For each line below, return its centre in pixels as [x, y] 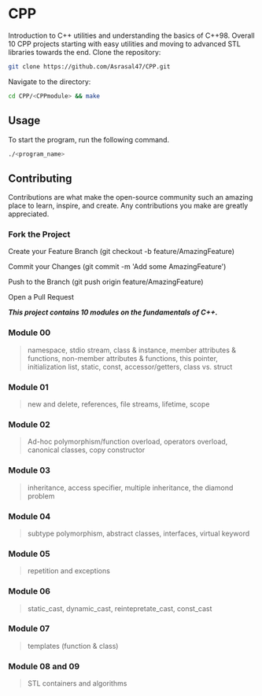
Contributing [40, 178]
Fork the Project [39, 234]
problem [41, 495]
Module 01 [28, 387]
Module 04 [30, 516]
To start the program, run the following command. [89, 139]
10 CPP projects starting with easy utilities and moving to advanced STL [125, 43]
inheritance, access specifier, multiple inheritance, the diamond [130, 488]
